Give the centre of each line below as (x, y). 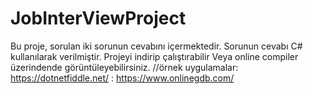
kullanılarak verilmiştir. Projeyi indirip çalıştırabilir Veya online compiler (154, 56)
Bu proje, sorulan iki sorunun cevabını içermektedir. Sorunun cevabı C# (156, 46)
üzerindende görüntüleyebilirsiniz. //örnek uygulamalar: (124, 67)
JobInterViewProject (98, 18)
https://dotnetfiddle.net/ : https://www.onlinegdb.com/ (122, 78)
